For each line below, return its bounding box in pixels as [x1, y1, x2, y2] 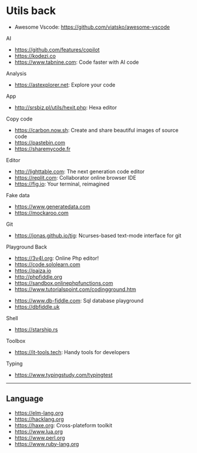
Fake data [6, 191, 30, 198]
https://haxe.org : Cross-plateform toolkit [14, 421, 113, 428]
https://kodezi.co [14, 52, 56, 59]
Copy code [6, 115, 33, 122]
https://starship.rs [14, 326, 58, 333]
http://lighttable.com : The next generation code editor [14, 168, 145, 175]
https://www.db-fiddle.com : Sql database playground [14, 297, 144, 304]
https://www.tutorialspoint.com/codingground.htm [14, 286, 137, 293]
